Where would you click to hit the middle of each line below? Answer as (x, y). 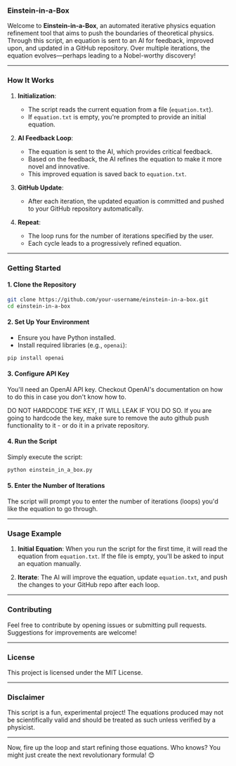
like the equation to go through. (53, 509)
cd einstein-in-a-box (39, 306)
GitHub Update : (40, 187)
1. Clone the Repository (42, 285)
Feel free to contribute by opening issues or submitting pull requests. (107, 625)
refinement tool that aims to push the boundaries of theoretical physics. (111, 33)
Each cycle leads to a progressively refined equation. (105, 243)
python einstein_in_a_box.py (50, 470)
